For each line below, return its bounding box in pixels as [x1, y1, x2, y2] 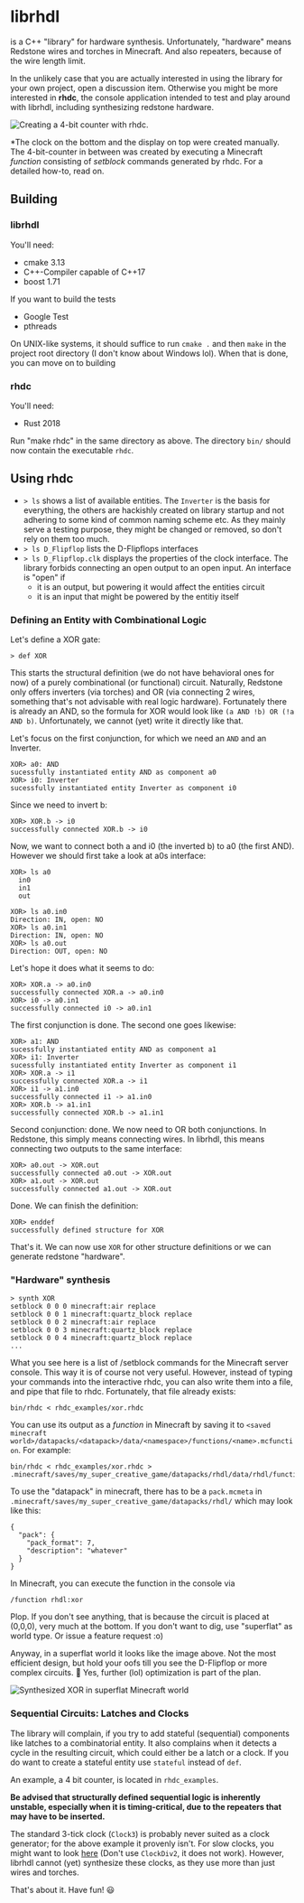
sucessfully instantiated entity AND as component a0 [10, 768, 217, 778]
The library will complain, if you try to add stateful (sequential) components [10, 1728, 290, 1739]
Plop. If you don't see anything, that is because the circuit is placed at [10, 1611, 270, 1622]
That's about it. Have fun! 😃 [10, 1884, 115, 1895]
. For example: [18, 1445, 71, 1456]
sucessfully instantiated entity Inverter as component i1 [10, 1061, 237, 1070]
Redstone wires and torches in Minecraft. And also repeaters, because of [10, 45, 282, 56]
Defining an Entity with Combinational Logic [10, 613, 207, 626]
